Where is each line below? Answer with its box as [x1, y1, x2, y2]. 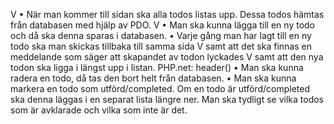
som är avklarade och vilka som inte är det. [10, 104, 188, 116]
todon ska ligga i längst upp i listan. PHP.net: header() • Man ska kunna [10, 62, 304, 73]
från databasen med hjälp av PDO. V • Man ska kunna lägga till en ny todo [10, 19, 315, 31]
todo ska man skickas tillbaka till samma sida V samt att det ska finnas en [10, 40, 312, 52]
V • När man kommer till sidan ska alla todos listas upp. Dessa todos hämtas [10, 9, 325, 20]
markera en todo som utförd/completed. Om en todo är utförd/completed [10, 83, 310, 94]
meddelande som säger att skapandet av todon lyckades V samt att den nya [10, 51, 324, 63]
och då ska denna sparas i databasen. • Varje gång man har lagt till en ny [10, 30, 312, 41]
